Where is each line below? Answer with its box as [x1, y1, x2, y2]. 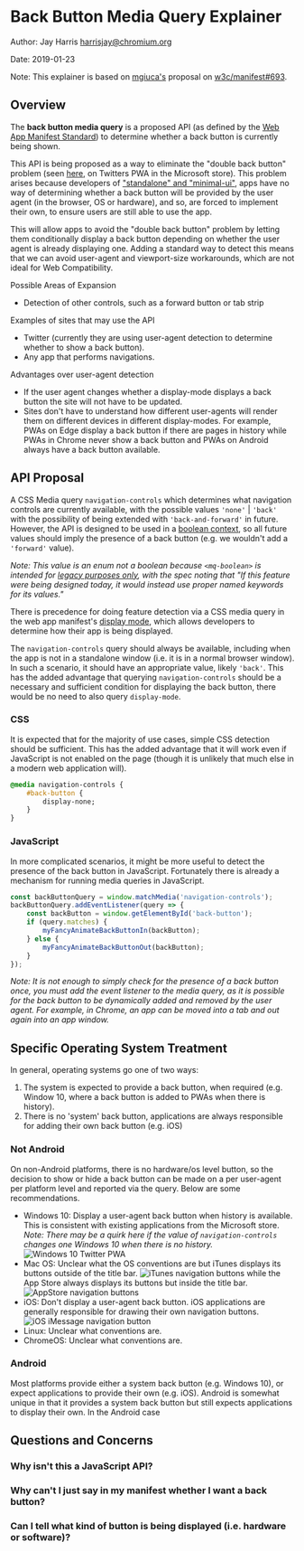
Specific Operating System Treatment [10, 1040, 228, 1056]
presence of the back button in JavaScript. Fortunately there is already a [10, 865, 280, 876]
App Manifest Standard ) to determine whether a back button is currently [10, 131, 279, 142]
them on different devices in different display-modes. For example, [23, 415, 272, 426]
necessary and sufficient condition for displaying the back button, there [10, 681, 276, 692]
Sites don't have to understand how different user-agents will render [23, 405, 278, 417]
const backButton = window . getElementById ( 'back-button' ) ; [26, 909, 253, 918]
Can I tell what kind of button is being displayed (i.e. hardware [10, 1519, 287, 1532]
